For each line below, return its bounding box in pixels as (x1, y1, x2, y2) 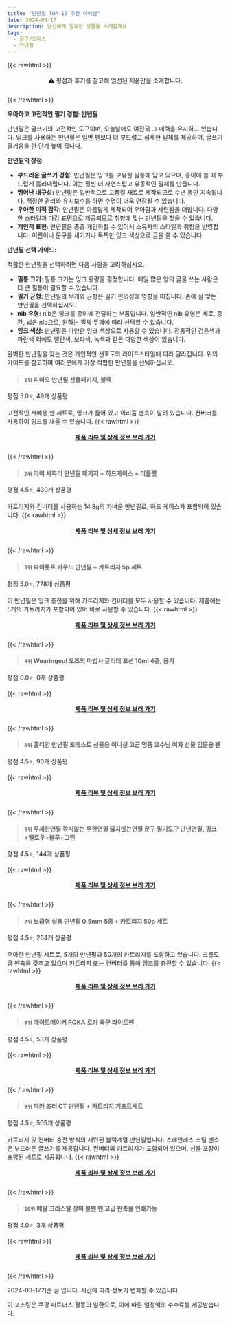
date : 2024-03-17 (7, 17, 57, 23)
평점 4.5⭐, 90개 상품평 (7, 757, 69, 766)
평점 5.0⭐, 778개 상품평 (7, 579, 71, 588)
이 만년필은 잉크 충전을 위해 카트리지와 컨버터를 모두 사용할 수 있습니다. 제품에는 (7, 596, 222, 605)
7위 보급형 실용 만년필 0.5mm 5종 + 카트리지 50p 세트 (23, 917, 168, 925)
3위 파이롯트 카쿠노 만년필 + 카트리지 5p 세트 (23, 563, 143, 571)
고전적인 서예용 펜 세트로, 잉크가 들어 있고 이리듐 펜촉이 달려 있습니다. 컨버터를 (7, 409, 218, 417)
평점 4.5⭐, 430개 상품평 (7, 486, 72, 494)
